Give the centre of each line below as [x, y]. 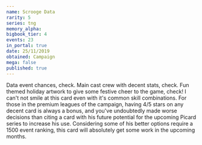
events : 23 [20, 40]
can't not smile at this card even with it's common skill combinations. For [96, 98]
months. [17, 137]
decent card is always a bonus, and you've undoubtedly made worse [92, 111]
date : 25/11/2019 [28, 51]
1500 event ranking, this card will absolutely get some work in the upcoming [101, 130]
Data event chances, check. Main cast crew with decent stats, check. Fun [98, 85]
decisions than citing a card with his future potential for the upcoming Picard [101, 117]
